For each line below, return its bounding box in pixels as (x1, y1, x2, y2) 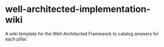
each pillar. (5, 36, 28, 42)
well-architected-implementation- (5, 3, 151, 15)
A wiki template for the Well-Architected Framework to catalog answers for (5, 30, 159, 36)
